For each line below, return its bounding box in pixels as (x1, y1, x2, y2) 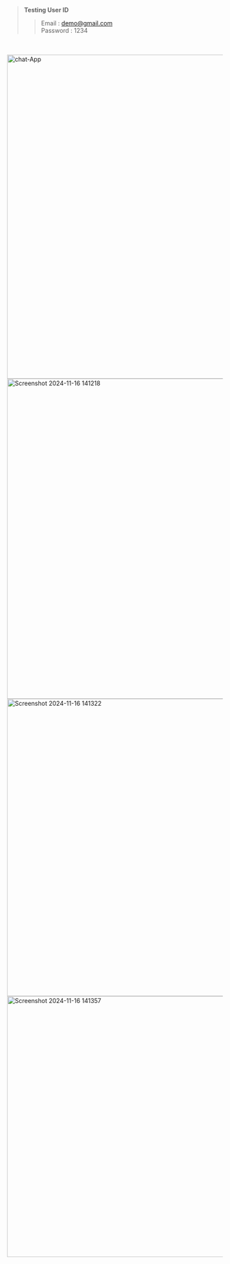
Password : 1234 (40, 27, 88, 34)
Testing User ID (23, 6, 69, 14)
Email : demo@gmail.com (40, 19, 113, 27)
